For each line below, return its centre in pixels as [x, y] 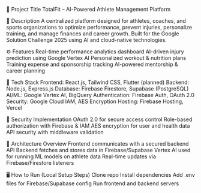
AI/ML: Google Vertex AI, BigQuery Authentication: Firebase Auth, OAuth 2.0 [100, 95]
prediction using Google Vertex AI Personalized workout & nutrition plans [96, 58]
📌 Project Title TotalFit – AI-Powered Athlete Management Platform [88, 9]
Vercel [14, 108]
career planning [26, 71]
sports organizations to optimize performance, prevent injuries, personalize [99, 27]
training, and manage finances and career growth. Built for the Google [93, 34]
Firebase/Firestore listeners [40, 163]
